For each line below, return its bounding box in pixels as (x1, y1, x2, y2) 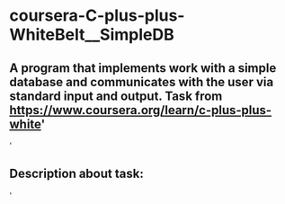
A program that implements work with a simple (9, 60, 277, 75)
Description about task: (9, 166, 144, 182)
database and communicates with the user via (9, 74, 274, 90)
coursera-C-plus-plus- (9, 5, 185, 26)
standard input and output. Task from (9, 88, 223, 103)
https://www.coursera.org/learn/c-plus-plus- (9, 102, 272, 118)
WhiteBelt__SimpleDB (9, 24, 174, 45)
